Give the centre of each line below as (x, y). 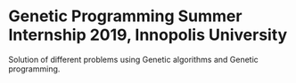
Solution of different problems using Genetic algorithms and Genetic (134, 59)
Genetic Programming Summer (125, 16)
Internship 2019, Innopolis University (148, 35)
